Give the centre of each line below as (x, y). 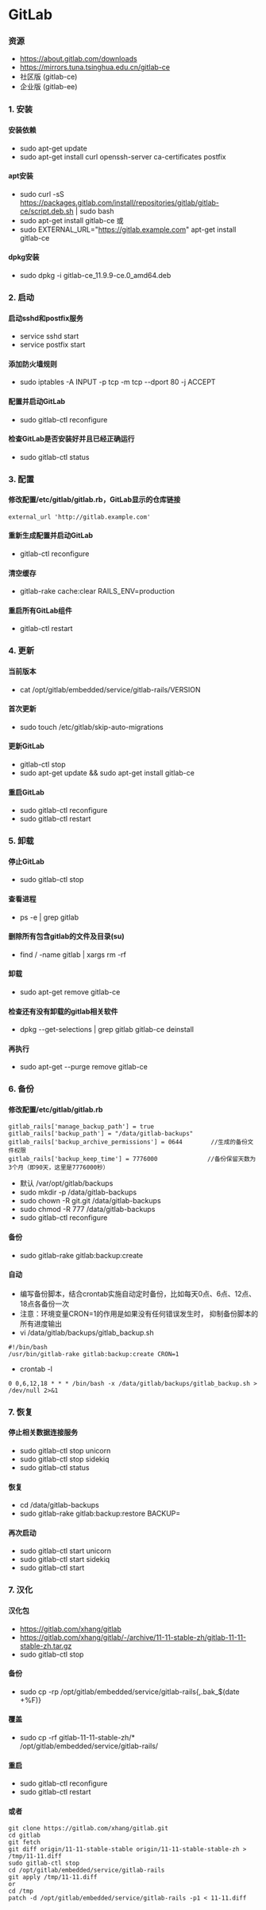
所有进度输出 (40, 1324)
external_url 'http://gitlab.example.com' (79, 517)
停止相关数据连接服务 (43, 1433)
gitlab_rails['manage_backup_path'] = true (81, 1127)
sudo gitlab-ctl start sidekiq (65, 1559)
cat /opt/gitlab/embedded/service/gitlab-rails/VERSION (110, 689)
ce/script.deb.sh (46, 211)
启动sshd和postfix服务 (46, 318)
